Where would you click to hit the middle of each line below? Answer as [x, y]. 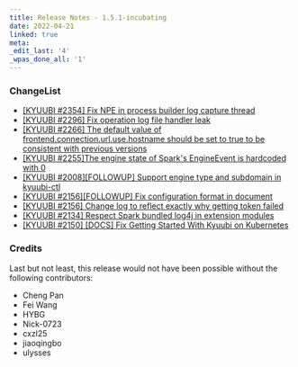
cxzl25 [35, 333]
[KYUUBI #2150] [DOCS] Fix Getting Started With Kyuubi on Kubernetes [155, 225]
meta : [19, 43]
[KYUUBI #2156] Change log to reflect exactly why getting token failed [153, 206]
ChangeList [35, 91]
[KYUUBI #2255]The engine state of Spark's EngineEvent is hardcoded [154, 158]
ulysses [36, 353]
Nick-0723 [42, 324]
